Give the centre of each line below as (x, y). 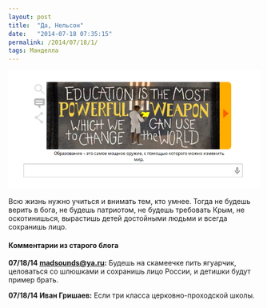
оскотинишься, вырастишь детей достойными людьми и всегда (118, 218)
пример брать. (34, 280)
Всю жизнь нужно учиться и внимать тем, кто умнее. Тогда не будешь (130, 201)
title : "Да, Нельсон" (46, 25)
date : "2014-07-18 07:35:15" (60, 34)
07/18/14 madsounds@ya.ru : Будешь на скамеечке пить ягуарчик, (122, 263)
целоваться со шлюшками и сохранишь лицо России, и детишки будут (130, 271)
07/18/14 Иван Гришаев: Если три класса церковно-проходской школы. (132, 295)
